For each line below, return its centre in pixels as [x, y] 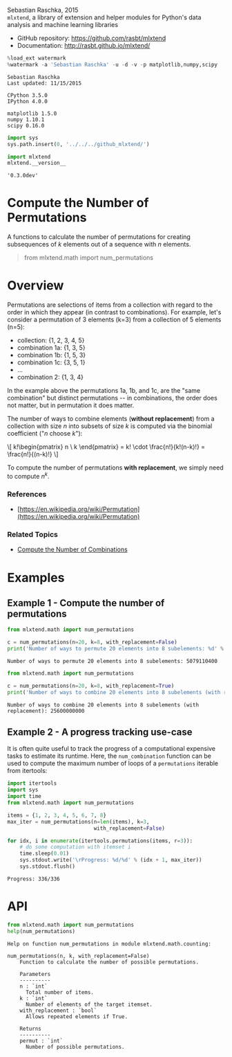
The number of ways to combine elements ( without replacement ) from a [111, 419]
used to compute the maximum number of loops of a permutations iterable [113, 763]
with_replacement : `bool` [58, 1011]
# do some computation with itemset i [75, 847]
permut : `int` [41, 1041]
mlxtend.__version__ [37, 163]
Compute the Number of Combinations [72, 549]
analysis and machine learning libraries [63, 25]
